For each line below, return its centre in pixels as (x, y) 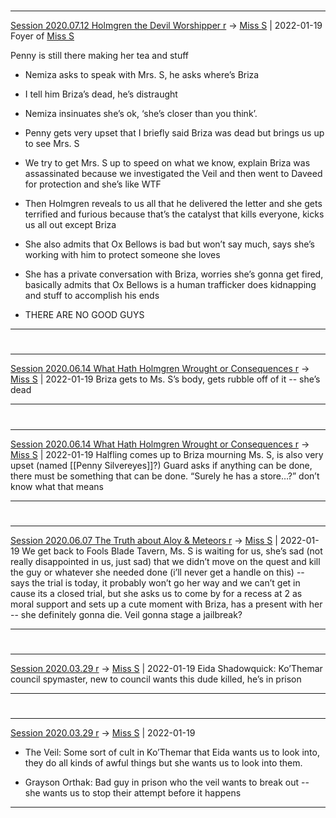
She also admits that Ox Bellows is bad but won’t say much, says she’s (170, 244)
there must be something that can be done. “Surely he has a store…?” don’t (165, 476)
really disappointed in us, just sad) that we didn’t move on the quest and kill (165, 561)
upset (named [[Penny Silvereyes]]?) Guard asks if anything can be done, (161, 465)
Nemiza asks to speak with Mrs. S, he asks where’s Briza (142, 75)
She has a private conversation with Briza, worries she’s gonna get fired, (174, 274)
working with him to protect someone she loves (122, 255)
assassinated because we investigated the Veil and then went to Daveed (173, 174)
